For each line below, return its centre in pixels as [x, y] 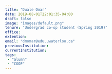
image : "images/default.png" [35, 23]
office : [13, 32]
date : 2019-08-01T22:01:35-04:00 [39, 14]
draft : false [18, 18]
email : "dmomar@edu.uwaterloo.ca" [40, 41]
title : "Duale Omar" [26, 9]
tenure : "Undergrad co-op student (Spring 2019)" [56, 28]
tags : [10, 55]
